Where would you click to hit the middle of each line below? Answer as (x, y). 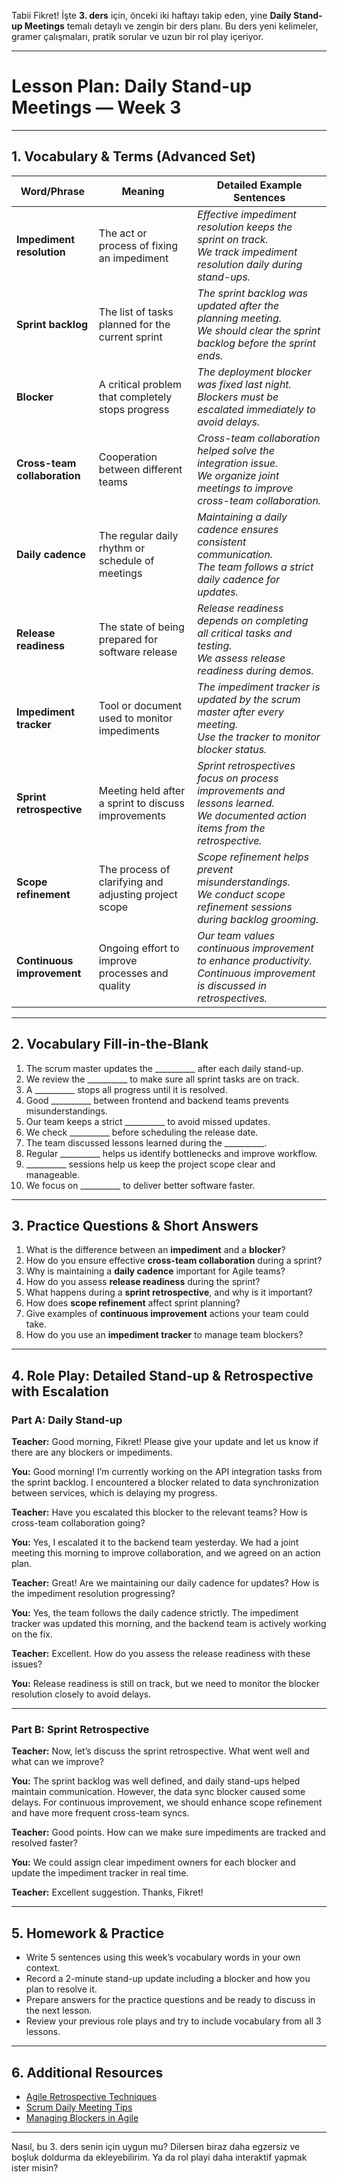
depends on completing (253, 620)
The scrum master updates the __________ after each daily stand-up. (164, 1068)
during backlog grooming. (258, 919)
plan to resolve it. (61, 1989)
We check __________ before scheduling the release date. (142, 1132)
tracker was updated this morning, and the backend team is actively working (169, 1624)
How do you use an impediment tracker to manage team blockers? (164, 1335)
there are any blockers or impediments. (92, 1452)
